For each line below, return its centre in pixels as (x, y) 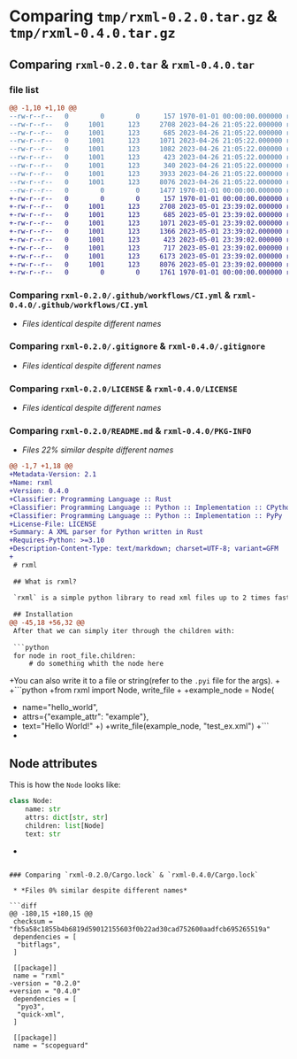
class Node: (31, 801)
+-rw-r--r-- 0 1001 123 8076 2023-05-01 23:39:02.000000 (146, 264)
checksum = (33, 921)
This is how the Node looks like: (65, 785)
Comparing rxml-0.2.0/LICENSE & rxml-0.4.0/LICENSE (123, 389)
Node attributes (53, 763)
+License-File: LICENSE (53, 524)
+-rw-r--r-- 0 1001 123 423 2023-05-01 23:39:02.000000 (146, 240)
